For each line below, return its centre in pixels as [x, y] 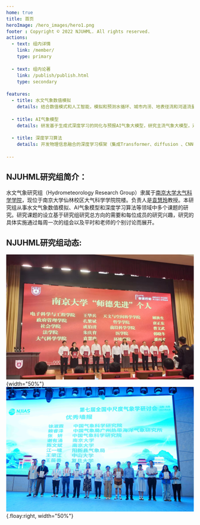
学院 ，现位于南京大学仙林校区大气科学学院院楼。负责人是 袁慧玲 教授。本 [100, 200]
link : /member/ [36, 51]
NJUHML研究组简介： [47, 177]
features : [18, 94]
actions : [17, 38]
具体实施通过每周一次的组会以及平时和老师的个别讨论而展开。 [82, 222]
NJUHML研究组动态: [44, 243]
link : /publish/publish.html [53, 75]
